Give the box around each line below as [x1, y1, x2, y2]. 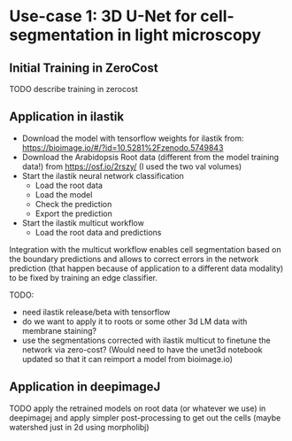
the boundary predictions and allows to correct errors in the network [9, 253, 259, 264]
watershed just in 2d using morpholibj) [9, 422, 150, 432]
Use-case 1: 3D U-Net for [9, 6, 197, 27]
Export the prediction [35, 208, 112, 219]
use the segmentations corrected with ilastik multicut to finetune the [21, 335, 272, 345]
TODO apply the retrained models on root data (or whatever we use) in [9, 403, 266, 414]
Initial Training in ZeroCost [9, 60, 158, 75]
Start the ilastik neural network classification [21, 170, 184, 181]
